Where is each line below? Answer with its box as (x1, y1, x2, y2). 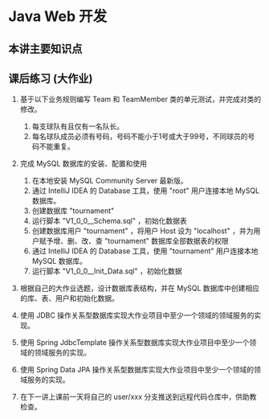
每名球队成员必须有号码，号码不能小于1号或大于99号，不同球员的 (31, 132, 248, 142)
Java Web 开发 (8, 7, 108, 26)
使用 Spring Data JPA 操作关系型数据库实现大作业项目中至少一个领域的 (19, 365, 255, 375)
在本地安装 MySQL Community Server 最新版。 (31, 176, 189, 186)
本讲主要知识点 (8, 42, 83, 55)
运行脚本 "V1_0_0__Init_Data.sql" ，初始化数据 (31, 266, 182, 276)
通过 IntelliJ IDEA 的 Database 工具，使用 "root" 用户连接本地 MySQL (31, 186, 260, 195)
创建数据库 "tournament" (31, 206, 115, 216)
